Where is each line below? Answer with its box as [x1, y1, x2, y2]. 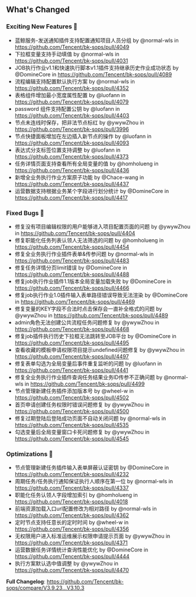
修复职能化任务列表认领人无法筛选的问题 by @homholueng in [14, 236, 164, 243]
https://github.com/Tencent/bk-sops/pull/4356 [14, 525, 129, 532]
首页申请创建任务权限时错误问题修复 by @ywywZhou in [14, 401, 150, 408]
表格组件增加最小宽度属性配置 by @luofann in [14, 91, 126, 98]
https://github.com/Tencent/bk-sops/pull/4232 [14, 471, 129, 478]
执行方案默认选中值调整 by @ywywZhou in [14, 560, 118, 567]
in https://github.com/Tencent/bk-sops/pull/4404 [14, 229, 136, 236]
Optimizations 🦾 [6, 450, 53, 458]
